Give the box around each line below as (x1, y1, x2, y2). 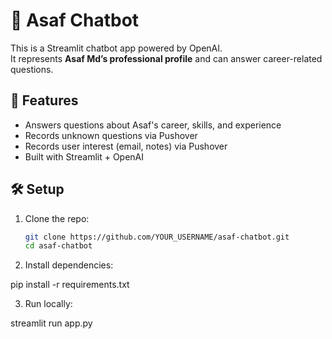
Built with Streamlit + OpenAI (24, 150, 145, 163)
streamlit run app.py (10, 317, 93, 329)
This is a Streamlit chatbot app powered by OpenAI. (10, 42, 223, 54)
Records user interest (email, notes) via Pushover (24, 140, 228, 152)
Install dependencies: (24, 259, 114, 271)
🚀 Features (10, 92, 79, 109)
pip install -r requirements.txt (10, 279, 130, 291)
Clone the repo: (24, 212, 90, 224)
